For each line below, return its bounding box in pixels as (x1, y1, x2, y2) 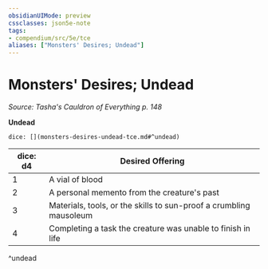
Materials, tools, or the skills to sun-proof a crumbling (49, 200, 250, 212)
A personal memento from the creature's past (49, 187, 219, 198)
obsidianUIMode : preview (8, 11, 91, 20)
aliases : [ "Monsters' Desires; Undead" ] (8, 42, 145, 49)
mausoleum (49, 210, 93, 221)
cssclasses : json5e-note (8, 19, 91, 27)
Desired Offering (120, 156, 185, 167)
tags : (8, 26, 26, 34)
